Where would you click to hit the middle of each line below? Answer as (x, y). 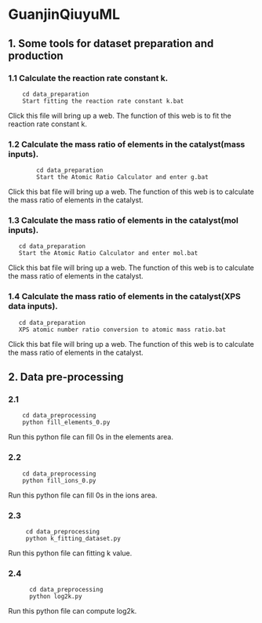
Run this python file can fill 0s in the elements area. (91, 437)
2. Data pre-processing (66, 377)
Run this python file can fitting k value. (70, 553)
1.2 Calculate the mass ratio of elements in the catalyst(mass (127, 144)
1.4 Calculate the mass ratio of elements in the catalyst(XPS (124, 297)
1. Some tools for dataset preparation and (111, 44)
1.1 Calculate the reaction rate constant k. (88, 78)
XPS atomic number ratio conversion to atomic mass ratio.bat (122, 330)
